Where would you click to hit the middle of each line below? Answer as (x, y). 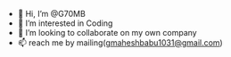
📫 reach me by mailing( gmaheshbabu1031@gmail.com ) (120, 43)
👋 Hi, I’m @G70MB (52, 14)
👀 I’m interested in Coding (65, 23)
